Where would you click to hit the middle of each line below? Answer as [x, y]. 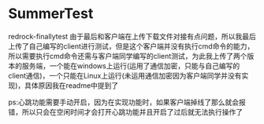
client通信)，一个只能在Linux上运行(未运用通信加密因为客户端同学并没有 [125, 75]
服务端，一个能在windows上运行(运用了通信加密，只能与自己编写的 [131, 66]
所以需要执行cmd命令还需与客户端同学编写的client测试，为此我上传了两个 [128, 56]
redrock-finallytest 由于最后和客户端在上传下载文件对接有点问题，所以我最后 [132, 36]
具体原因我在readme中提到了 [72, 85]
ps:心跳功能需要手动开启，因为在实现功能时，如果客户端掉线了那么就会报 [127, 102]
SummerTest [51, 14]
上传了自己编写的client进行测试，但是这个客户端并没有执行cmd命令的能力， [131, 46]
